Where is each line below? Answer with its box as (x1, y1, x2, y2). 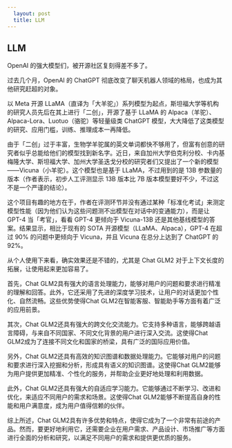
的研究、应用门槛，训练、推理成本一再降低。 (7, 125, 135, 134)
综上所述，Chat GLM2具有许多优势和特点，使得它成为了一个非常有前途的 (7, 416, 215, 424)
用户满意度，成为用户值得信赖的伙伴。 (19, 402, 128, 410)
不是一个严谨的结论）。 (7, 183, 71, 192)
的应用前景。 (7, 305, 43, 314)
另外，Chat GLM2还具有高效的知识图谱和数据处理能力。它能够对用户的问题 (7, 352, 221, 361)
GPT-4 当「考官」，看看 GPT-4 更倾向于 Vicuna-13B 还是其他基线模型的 (7, 215, 209, 224)
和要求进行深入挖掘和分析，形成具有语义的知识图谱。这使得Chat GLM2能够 (7, 361, 221, 369)
